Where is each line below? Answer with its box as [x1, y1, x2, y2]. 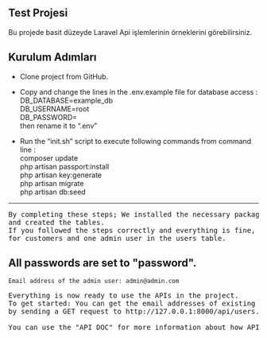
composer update [19, 153, 79, 162]
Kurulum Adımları [8, 51, 97, 64]
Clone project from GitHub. [19, 72, 109, 81]
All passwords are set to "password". [8, 256, 197, 270]
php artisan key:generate [19, 170, 103, 180]
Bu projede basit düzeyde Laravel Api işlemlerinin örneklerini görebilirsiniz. [8, 27, 253, 37]
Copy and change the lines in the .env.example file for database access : [19, 87, 258, 96]
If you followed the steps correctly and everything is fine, [8, 226, 256, 235]
